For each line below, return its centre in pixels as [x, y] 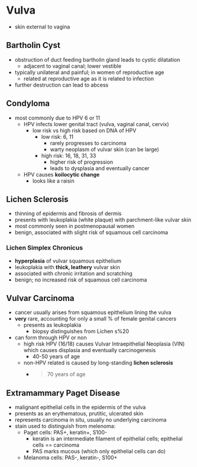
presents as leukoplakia [52, 325]
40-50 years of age [56, 357]
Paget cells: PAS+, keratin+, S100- [65, 433]
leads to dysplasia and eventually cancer [100, 168]
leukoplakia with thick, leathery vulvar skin [67, 267]
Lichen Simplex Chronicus [45, 248]
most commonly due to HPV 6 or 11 [57, 118]
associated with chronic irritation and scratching [74, 273]
